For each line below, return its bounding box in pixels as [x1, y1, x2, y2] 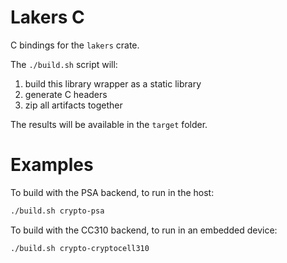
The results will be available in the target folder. [10, 118, 208, 130]
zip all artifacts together [24, 99, 123, 111]
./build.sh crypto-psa [10, 206, 105, 216]
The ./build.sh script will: [10, 58, 118, 70]
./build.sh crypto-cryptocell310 [10, 243, 150, 253]
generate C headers [24, 88, 108, 100]
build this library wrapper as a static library [24, 77, 202, 90]
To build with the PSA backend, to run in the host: [10, 186, 215, 198]
